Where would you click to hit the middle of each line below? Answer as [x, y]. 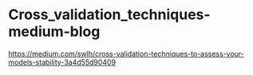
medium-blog [54, 32]
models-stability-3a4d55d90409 [62, 62]
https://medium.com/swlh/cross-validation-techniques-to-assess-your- [126, 53]
